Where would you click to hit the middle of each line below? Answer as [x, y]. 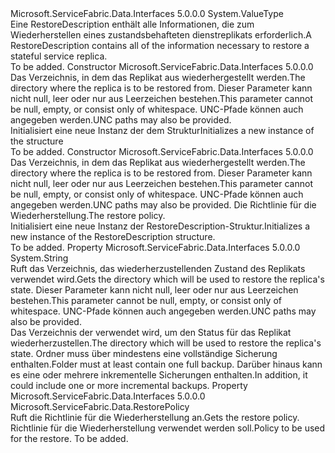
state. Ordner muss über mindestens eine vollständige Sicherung [144, 353]
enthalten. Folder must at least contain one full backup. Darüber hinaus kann [166, 364]
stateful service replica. [59, 56]
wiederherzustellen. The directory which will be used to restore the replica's [166, 343]
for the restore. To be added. [69, 438]
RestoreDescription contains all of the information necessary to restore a [160, 45]
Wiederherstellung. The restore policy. [88, 215]
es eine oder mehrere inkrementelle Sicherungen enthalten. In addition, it [159, 375]
